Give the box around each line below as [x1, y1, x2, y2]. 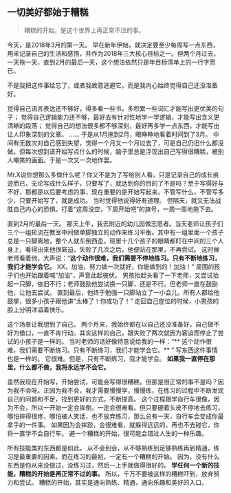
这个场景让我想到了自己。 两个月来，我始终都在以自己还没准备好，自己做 [7, 320, 214, 328]
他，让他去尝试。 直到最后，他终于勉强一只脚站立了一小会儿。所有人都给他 [7, 288, 220, 296]
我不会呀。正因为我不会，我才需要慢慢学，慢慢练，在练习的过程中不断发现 [12, 386, 224, 394]
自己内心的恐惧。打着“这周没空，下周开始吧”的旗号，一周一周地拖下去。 [12, 205, 218, 213]
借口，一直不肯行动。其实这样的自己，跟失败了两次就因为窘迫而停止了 [19, 329, 218, 337]
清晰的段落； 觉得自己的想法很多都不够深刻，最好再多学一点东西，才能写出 [7, 121, 220, 129]
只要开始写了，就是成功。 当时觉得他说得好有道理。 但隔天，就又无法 [19, 196, 215, 204]
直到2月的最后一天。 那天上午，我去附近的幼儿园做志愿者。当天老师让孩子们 [7, 219, 223, 228]
